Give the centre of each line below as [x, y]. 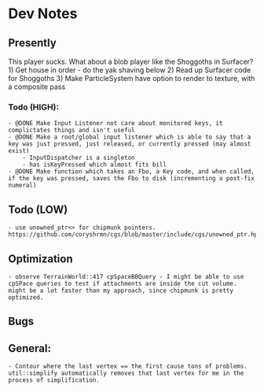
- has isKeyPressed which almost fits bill [95, 165]
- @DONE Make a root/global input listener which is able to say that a [130, 137]
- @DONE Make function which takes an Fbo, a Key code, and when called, [132, 172]
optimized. [26, 297]
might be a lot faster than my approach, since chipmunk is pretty [121, 290]
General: [30, 348]
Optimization [40, 259]
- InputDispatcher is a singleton [79, 158]
